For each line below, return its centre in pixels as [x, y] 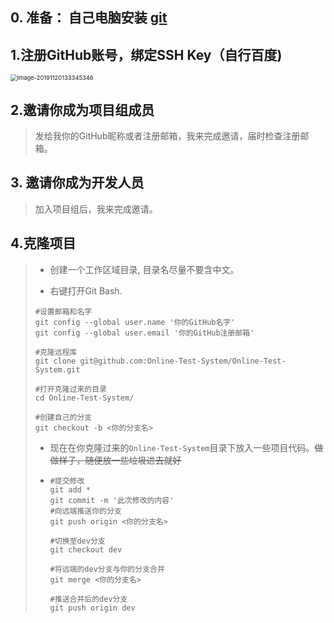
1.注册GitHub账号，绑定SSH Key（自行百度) [146, 54]
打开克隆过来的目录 [73, 389]
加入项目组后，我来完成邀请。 [96, 209]
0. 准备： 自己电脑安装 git [89, 18]
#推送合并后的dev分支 [88, 599]
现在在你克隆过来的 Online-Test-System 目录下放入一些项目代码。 [182, 447]
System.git [57, 369]
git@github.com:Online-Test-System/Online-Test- [183, 361]
